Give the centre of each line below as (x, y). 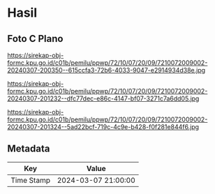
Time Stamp (31, 180)
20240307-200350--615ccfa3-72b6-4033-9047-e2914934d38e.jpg (106, 70)
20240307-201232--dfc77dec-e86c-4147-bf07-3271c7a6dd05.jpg (103, 98)
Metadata (29, 149)
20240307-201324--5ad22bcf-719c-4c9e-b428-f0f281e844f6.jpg (103, 127)
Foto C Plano (35, 39)
